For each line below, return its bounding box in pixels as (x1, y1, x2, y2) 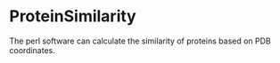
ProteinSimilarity (9, 6, 136, 27)
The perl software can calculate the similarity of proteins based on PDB (9, 35, 272, 46)
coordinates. (9, 44, 55, 55)
